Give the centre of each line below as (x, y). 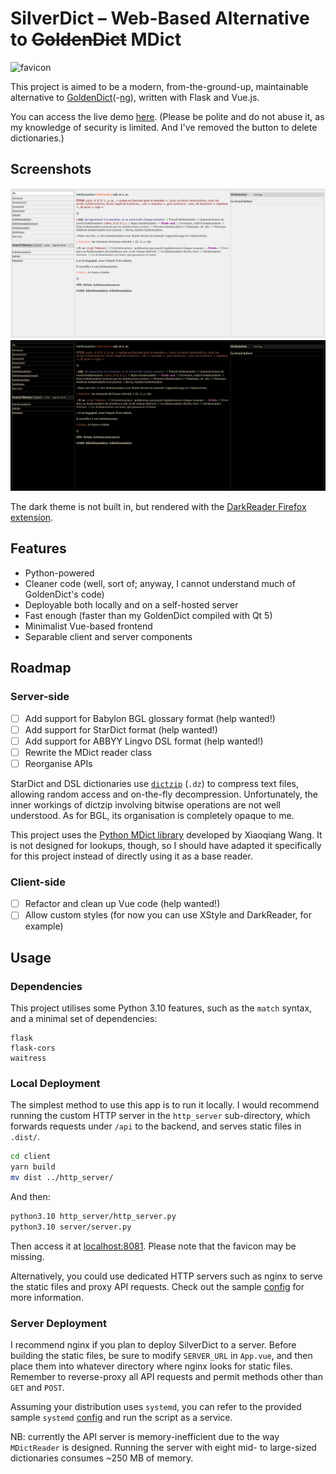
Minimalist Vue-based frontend (88, 626)
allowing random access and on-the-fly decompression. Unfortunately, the (164, 794)
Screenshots (51, 169)
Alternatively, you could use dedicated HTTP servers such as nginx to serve (166, 1276)
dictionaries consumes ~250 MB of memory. (102, 1458)
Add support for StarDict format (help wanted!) (121, 729)
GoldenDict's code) (64, 594)
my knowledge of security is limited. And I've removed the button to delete (164, 127)
